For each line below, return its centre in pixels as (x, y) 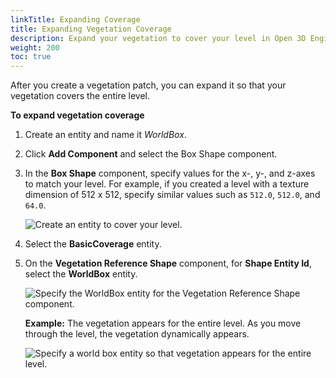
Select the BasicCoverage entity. (93, 244)
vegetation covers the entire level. (80, 96)
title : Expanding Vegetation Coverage (91, 29)
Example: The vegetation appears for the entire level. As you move (163, 323)
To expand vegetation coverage (77, 115)
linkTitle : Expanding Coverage (75, 19)
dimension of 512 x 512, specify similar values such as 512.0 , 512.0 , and (172, 195)
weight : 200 (35, 47)
